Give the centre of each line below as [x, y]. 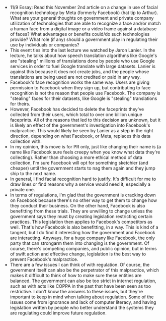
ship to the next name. [33, 173]
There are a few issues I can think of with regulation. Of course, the [80, 265]
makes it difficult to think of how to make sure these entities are [76, 275]
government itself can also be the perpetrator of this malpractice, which [85, 270]
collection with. [26, 141]
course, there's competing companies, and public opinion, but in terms [83, 249]
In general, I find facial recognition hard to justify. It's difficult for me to [83, 179]
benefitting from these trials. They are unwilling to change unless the [81, 211]
